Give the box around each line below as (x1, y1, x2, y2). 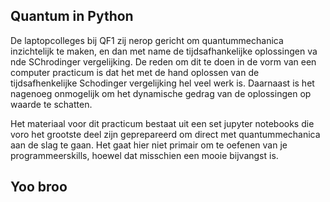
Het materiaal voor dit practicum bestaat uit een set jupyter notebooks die (10, 117, 315, 129)
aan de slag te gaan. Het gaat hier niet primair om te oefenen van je (10, 139, 288, 151)
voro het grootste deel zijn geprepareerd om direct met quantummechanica (10, 128, 321, 140)
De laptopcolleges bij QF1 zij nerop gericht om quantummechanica (10, 34, 284, 46)
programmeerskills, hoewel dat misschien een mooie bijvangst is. (10, 149, 279, 161)
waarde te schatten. (10, 98, 93, 110)
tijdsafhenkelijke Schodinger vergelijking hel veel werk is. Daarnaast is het (10, 77, 315, 89)
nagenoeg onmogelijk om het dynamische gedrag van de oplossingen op (10, 87, 312, 99)
